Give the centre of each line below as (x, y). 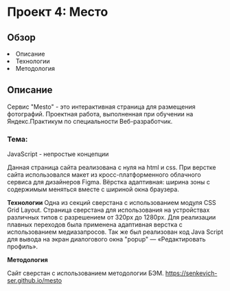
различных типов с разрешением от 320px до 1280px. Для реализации (112, 217)
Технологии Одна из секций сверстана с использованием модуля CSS (112, 203)
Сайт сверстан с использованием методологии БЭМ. (85, 273)
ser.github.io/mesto (35, 281)
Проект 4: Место (58, 12)
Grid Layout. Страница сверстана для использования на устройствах (108, 210)
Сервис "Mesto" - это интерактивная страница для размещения (101, 107)
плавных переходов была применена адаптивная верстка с (95, 225)
